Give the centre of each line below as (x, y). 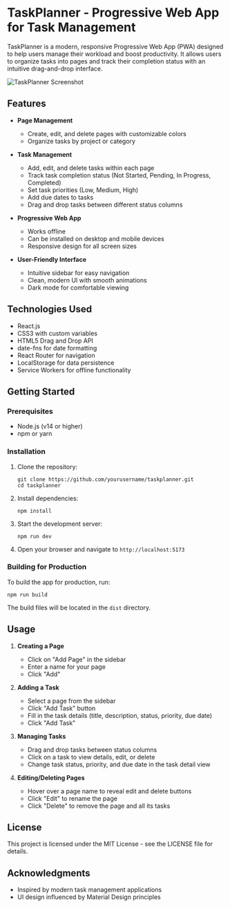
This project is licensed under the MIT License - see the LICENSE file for (110, 844)
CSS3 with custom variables (57, 333)
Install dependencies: (48, 498)
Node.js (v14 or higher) (50, 426)
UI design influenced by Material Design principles (89, 897)
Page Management (45, 120)
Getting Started (41, 391)
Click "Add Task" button (61, 708)
